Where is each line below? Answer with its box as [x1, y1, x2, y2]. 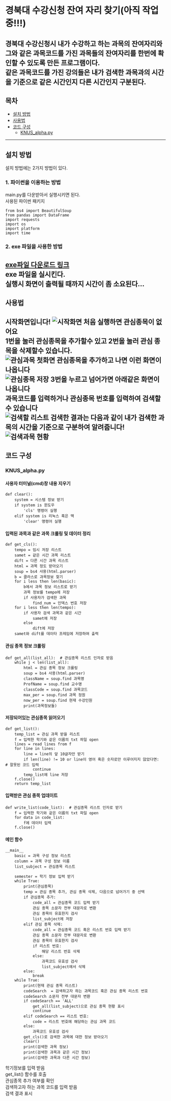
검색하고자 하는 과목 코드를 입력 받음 [5, 1084, 77, 1090]
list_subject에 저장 [32, 917, 73, 922]
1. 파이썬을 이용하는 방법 [5, 179, 61, 186]
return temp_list [14, 781, 51, 786]
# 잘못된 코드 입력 [5, 762, 39, 767]
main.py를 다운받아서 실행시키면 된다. [5, 191, 80, 198]
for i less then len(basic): [14, 579, 76, 584]
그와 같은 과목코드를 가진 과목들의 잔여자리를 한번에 [5, 49, 157, 58]
